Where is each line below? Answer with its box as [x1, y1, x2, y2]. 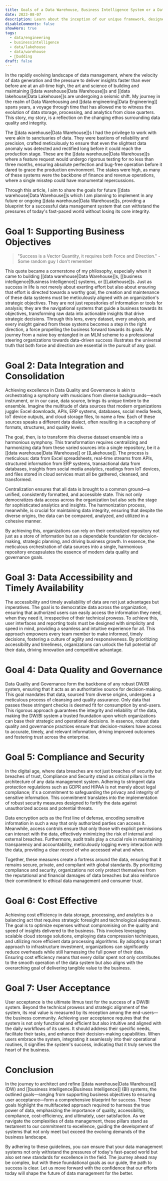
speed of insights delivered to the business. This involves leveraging [5, 927, 146, 933]
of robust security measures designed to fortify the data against [5, 799, 137, 805]
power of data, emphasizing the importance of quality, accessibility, [5, 1107, 145, 1113]
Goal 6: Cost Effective [5, 895, 98, 906]
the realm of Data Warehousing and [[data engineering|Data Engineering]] [5, 98, 157, 105]
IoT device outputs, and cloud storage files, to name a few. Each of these [5, 413, 155, 420]
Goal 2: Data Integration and [5, 360, 124, 371]
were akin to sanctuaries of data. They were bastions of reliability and [5, 135, 149, 141]
